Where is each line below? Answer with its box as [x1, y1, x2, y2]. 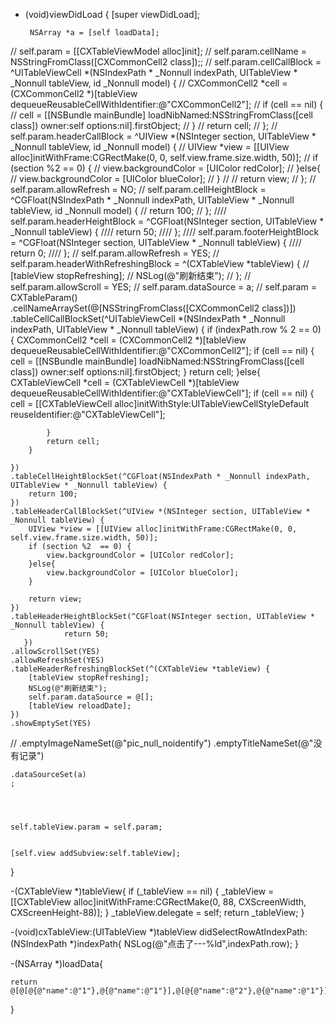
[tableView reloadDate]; [28, 701, 132, 711]
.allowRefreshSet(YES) [10, 655, 105, 665]
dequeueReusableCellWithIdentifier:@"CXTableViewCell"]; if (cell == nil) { [10, 387, 315, 399]
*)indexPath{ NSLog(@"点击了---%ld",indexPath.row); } [69, 938, 300, 949]
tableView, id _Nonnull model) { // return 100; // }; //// [10, 205, 227, 216]
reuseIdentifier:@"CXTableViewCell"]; [10, 409, 166, 420]
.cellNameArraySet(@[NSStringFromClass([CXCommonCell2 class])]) [10, 302, 297, 314]
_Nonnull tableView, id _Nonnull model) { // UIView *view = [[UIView [10, 141, 290, 153]
